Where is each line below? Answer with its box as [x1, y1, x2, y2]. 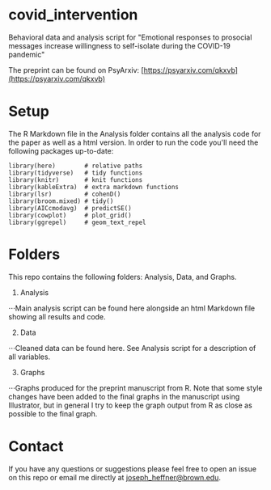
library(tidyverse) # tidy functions [8, 168, 143, 177]
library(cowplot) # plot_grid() [8, 211, 132, 219]
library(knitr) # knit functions [8, 175, 143, 184]
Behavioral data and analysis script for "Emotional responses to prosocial [8, 32, 252, 42]
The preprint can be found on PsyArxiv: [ [8, 65, 144, 74]
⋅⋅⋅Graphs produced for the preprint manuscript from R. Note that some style [8, 382, 263, 393]
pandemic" [8, 49, 45, 59]
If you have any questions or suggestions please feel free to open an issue [8, 463, 257, 474]
